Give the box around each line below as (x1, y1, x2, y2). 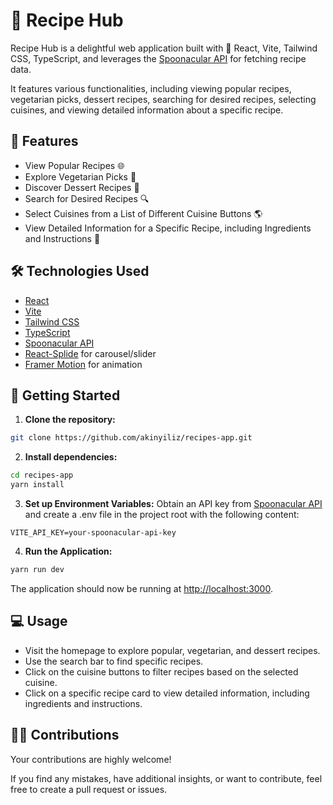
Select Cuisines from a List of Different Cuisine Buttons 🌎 (24, 207, 263, 219)
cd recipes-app (10, 470, 74, 481)
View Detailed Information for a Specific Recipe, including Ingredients (24, 222, 312, 234)
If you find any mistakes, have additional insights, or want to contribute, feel (10, 772, 323, 784)
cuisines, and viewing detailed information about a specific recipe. (10, 104, 284, 116)
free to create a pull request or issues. (10, 783, 168, 795)
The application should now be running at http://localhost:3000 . (10, 582, 273, 594)
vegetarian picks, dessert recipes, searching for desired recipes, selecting (10, 93, 317, 105)
